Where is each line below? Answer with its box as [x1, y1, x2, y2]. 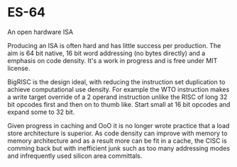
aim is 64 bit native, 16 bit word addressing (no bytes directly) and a [7, 49, 206, 57]
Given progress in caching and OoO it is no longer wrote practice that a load [7, 121, 230, 129]
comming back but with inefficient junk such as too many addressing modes [7, 144, 231, 152]
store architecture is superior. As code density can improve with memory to [7, 129, 228, 137]
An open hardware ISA [7, 28, 73, 36]
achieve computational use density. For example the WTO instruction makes [7, 85, 230, 93]
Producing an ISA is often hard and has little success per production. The [7, 41, 221, 50]
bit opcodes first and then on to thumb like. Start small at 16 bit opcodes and [7, 100, 231, 108]
